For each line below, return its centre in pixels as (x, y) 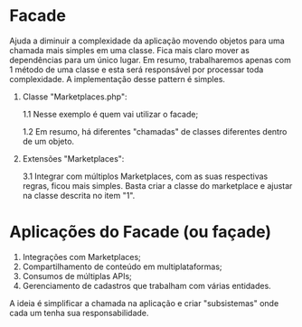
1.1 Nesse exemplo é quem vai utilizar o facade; (110, 114)
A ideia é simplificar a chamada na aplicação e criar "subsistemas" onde (144, 303)
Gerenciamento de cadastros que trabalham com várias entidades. (146, 285)
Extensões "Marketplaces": (73, 158)
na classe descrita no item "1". (79, 195)
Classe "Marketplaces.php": (75, 97)
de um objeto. (48, 141)
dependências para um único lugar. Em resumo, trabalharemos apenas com (151, 60)
